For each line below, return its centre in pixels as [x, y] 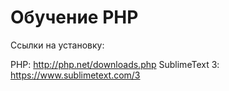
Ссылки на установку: [57, 45]
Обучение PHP [74, 17]
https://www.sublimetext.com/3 [75, 75]
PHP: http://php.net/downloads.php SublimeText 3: [115, 64]
